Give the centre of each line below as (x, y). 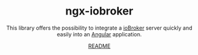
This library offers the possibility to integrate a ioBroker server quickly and (99, 28)
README (99, 46)
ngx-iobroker (99, 11)
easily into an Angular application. (99, 34)
